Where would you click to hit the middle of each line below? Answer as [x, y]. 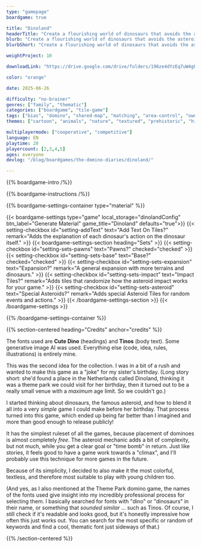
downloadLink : [24, 67]
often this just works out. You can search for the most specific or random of [100, 521]
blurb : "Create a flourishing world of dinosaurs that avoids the [91, 40]
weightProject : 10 [29, 56]
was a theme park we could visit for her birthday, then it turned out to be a [98, 385]
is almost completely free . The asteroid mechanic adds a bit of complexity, [98, 440]
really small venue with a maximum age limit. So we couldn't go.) [86, 391]
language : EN [22, 138]
